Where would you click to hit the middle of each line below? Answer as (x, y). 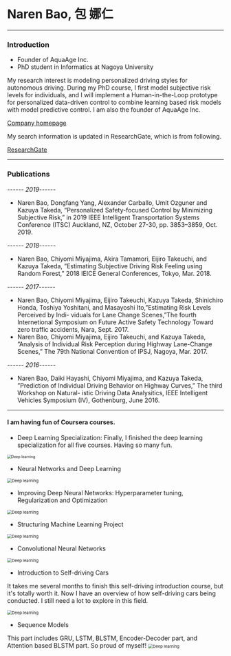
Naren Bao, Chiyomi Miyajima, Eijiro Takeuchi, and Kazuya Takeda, (111, 337)
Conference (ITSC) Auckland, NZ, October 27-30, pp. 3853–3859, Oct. (117, 224)
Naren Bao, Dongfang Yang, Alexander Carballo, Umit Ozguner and (112, 202)
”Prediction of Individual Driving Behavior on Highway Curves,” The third (120, 385)
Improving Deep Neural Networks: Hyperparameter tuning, (100, 493)
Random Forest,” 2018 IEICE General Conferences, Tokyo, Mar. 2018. (114, 273)
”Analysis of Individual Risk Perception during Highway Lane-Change (114, 344)
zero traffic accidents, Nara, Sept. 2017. (73, 329)
